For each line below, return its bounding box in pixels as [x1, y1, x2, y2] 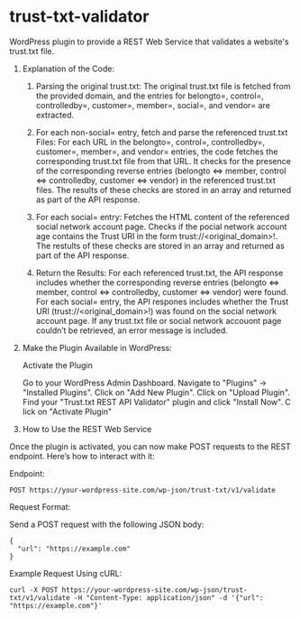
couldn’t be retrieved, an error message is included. [35, 325, 228, 336]
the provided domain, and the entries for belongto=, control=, [35, 90, 264, 101]
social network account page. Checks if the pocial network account [35, 221, 287, 232]
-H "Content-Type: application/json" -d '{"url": [73, 593, 264, 602]
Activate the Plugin [22, 359, 93, 371]
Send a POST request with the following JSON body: [9, 519, 205, 530]
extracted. [35, 109, 75, 120]
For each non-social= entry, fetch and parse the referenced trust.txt [35, 126, 288, 137]
